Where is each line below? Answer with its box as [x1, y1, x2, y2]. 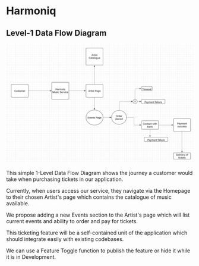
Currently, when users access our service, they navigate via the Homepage [6, 187, 191, 194]
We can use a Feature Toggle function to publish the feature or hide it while [6, 247, 191, 254]
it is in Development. [6, 253, 56, 260]
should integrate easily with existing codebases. [6, 235, 124, 242]
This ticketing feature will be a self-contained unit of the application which [6, 229, 188, 236]
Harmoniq [6, 4, 56, 18]
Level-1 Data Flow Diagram [6, 28, 107, 38]
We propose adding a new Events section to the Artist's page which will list [6, 211, 190, 218]
